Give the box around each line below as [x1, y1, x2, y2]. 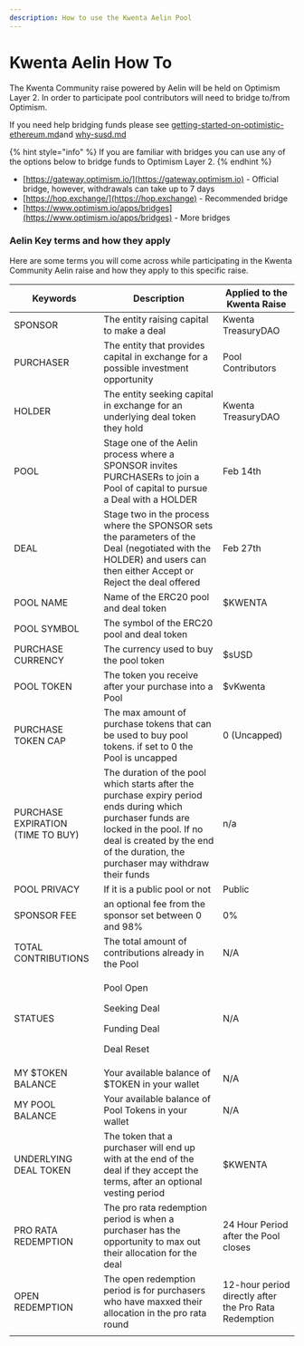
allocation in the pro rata [103, 1306, 207, 1319]
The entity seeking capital [103, 387, 214, 400]
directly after [223, 1289, 278, 1302]
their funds [103, 867, 150, 880]
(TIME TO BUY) [14, 828, 80, 841]
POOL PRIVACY [14, 883, 80, 896]
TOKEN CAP [14, 734, 66, 747]
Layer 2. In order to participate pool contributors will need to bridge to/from [9, 92, 290, 102]
